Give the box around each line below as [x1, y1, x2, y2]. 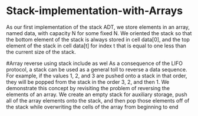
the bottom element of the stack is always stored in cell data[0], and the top [6, 36, 190, 43]
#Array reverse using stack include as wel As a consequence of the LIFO [6, 60, 183, 67]
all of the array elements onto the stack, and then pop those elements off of [6, 97, 190, 104]
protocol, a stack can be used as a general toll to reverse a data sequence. [6, 66, 187, 73]
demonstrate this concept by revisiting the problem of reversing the [6, 84, 170, 91]
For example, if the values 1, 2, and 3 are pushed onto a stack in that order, [6, 72, 187, 79]
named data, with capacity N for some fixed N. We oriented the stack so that [6, 29, 192, 36]
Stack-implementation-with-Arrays [6, 4, 183, 18]
